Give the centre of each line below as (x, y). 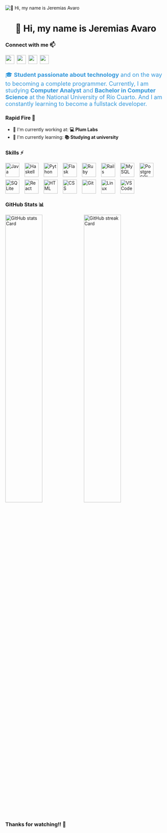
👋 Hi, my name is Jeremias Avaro (86, 29)
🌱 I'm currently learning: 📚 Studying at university (66, 137)
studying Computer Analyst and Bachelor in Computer (80, 91)
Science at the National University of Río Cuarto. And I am (84, 97)
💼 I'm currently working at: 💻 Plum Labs (55, 129)
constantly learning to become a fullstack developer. (76, 104)
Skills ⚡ (15, 153)
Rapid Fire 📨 (20, 118)
